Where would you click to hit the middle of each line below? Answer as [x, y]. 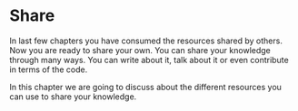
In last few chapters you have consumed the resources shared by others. [146, 41]
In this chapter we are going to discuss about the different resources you [145, 87]
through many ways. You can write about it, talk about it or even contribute [149, 60]
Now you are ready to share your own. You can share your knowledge [140, 50]
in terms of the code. [49, 69]
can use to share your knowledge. [73, 97]
